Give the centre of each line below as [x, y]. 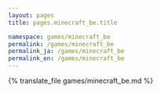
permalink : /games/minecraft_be [61, 44]
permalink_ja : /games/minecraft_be [66, 52]
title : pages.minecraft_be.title [63, 23]
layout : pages [31, 15]
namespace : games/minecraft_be [59, 37]
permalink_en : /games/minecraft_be [66, 59]
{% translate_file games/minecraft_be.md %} [81, 80]
